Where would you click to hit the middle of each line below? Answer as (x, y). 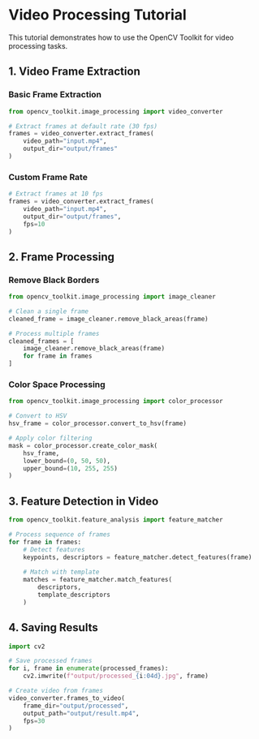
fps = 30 (34, 721)
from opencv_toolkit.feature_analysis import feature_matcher (116, 520)
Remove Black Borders (54, 280)
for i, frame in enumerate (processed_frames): (88, 668)
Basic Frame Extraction (55, 95)
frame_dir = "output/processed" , (76, 706)
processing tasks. (38, 45)
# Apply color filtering (50, 438)
